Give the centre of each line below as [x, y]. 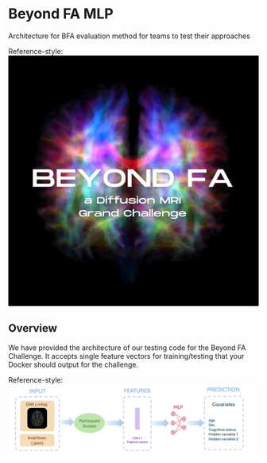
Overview [33, 328]
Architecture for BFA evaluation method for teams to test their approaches [129, 36]
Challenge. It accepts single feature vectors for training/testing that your [126, 356]
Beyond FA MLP [61, 14]
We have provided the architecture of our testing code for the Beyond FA [127, 348]
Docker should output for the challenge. [74, 364]
